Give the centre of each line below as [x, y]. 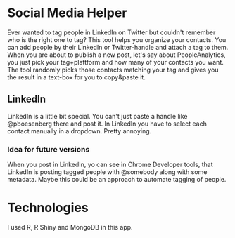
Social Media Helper [67, 13]
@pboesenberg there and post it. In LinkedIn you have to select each [107, 124]
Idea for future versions [49, 149]
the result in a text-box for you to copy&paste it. [76, 77]
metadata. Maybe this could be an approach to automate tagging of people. [117, 180]
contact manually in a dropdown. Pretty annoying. [80, 131]
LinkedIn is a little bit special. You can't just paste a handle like [97, 116]
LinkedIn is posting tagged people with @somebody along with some [107, 172]
